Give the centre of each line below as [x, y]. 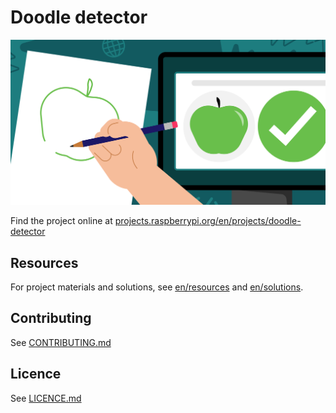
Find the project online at [61, 221]
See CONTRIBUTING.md [61, 342]
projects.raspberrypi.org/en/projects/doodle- [208, 221]
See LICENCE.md [46, 398]
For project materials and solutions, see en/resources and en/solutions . [157, 287]
